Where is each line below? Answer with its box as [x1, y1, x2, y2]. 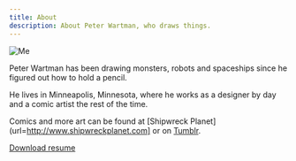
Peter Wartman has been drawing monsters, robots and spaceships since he [9, 63, 288, 73]
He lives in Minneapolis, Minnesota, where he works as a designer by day [9, 89, 277, 100]
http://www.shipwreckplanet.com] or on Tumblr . [26, 125, 201, 135]
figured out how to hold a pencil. [9, 72, 128, 82]
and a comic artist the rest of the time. [9, 98, 148, 109]
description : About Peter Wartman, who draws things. [9, 21, 212, 30]
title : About [9, 12, 57, 22]
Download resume [9, 142, 76, 153]
